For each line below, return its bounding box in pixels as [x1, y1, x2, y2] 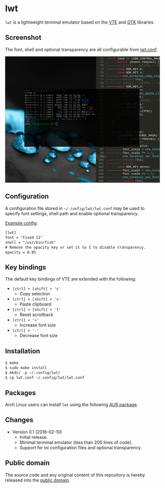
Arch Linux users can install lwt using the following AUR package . [5, 402, 138, 407]
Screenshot [5, 33, 42, 42]
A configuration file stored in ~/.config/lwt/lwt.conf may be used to [5, 205, 145, 211]
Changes [5, 416, 33, 424]
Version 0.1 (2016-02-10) [12, 429, 62, 435]
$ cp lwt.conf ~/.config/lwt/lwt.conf [5, 375, 84, 380]
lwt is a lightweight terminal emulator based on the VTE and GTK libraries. [5, 19, 155, 25]
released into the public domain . [5, 477, 70, 483]
